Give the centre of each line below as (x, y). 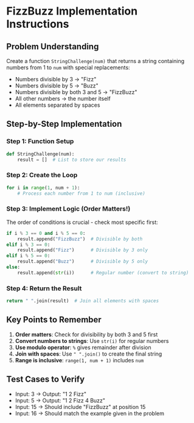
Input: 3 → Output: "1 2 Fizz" (51, 394)
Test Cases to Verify (46, 380)
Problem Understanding (53, 46)
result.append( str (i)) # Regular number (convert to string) (103, 272)
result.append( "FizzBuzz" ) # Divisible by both (80, 239)
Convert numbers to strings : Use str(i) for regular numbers (92, 340)
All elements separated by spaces (57, 105)
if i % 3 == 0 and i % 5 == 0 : (46, 233)
